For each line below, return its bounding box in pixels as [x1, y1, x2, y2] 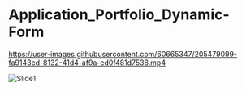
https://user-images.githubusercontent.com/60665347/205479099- [8, 49, 238, 59]
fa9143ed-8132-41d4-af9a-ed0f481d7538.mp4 [8, 58, 166, 67]
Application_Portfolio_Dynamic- [8, 6, 230, 24]
